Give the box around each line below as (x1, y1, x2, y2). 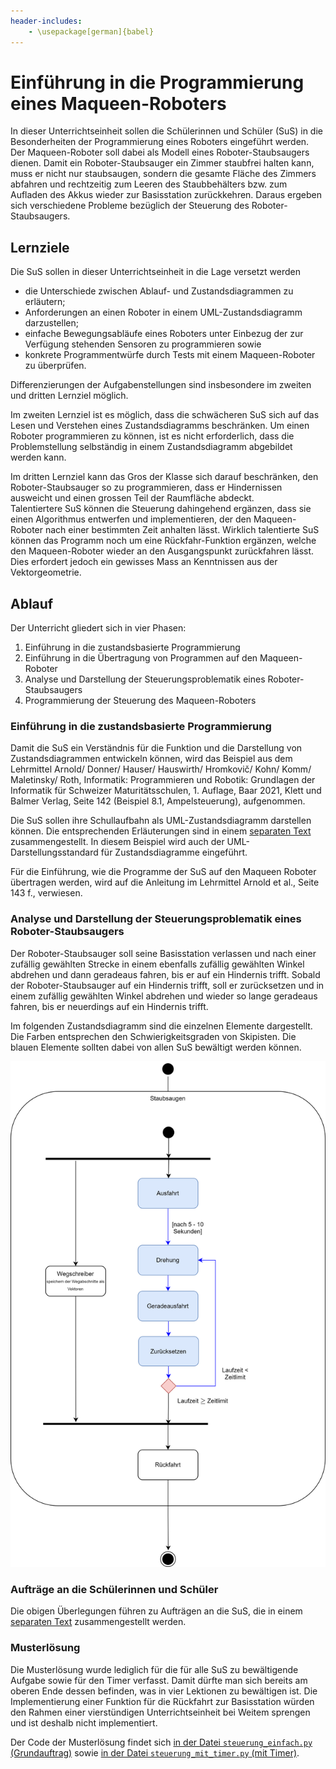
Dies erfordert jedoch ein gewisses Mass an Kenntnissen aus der (10, 556, 278, 568)
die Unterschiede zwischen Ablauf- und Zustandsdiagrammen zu (24, 285, 294, 297)
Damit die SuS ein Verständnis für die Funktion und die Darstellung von (10, 742, 303, 754)
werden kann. (10, 451, 67, 464)
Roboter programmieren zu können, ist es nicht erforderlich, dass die (10, 430, 295, 442)
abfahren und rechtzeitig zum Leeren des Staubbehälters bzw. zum (10, 178, 288, 190)
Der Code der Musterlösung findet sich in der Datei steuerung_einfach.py (10, 1736, 313, 1748)
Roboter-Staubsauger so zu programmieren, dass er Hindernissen (10, 481, 283, 494)
